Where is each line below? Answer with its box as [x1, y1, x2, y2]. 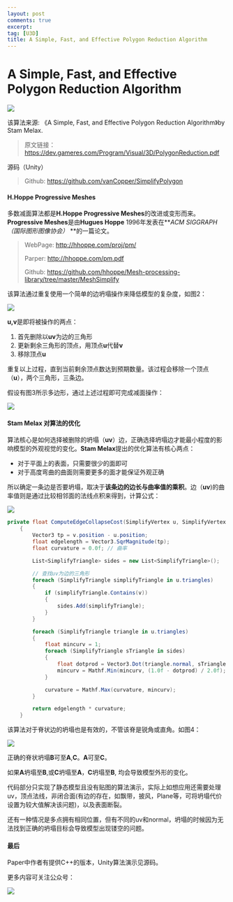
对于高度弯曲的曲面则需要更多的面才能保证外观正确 [17, 468, 165, 476]
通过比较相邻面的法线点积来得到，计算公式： [31, 492, 160, 500]
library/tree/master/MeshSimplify [24, 275, 120, 284]
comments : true [7, 17, 52, 24]
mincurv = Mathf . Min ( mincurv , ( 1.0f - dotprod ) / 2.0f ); [57, 667, 227, 674]
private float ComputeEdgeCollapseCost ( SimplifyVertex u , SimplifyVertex [7, 519, 227, 526]
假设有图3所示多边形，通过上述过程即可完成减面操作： [7, 389, 164, 397]
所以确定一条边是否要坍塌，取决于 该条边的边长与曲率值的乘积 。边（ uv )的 [7, 483, 219, 492]
